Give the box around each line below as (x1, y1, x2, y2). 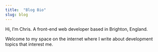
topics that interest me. (5, 41, 54, 47)
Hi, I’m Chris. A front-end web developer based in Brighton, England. (5, 26, 148, 32)
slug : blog (5, 12, 28, 17)
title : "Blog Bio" (5, 7, 46, 13)
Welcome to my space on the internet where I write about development (5, 36, 153, 42)
